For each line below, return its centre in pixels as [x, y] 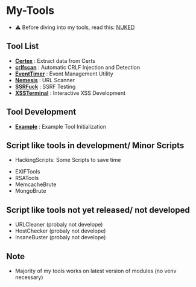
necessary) [29, 277]
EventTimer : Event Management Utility [64, 74]
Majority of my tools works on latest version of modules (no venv [96, 271]
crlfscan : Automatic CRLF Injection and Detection [77, 67]
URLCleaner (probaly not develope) [59, 225]
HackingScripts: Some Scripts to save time [68, 160]
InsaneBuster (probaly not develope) [60, 237]
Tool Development [41, 112]
